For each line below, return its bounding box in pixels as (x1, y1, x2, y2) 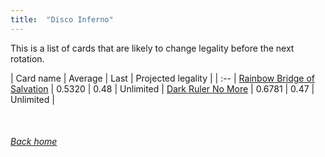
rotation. (10, 52, 45, 65)
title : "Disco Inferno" (10, 14, 114, 25)
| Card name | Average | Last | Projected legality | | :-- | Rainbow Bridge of (10, 72, 315, 84)
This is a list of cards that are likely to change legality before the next (10, 42, 295, 54)
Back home (10, 136, 58, 148)
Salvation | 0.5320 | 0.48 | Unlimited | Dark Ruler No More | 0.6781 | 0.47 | (10, 82, 315, 95)
